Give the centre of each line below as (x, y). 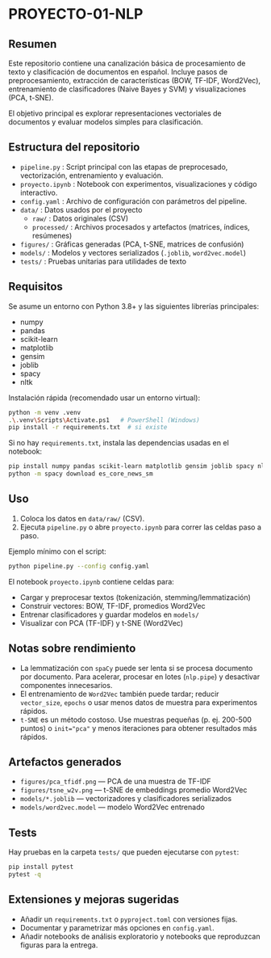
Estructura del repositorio (74, 148)
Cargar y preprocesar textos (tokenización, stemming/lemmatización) (135, 597)
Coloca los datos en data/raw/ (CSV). (82, 518)
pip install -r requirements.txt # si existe (88, 428)
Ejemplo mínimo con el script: (57, 551)
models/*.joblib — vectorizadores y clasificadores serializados (126, 799)
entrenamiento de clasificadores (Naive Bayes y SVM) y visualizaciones (127, 89)
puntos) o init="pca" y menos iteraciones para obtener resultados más (138, 728)
